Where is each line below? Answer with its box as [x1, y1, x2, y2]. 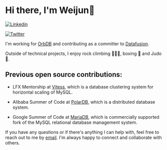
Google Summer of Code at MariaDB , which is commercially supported [12, 114, 159, 120]
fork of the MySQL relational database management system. [12, 119, 137, 125]
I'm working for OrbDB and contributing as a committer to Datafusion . [5, 40, 149, 47]
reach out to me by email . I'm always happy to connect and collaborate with [5, 134, 162, 140]
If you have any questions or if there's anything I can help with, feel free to [5, 129, 159, 135]
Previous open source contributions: [5, 70, 122, 79]
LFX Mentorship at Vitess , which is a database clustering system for [12, 84, 154, 90]
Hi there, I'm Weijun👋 [5, 5, 95, 16]
